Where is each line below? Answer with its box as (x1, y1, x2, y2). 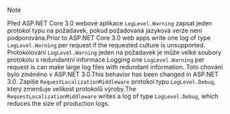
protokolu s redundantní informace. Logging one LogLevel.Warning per (7, 56, 205, 64)
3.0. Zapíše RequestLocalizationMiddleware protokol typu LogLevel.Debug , (7, 78, 216, 85)
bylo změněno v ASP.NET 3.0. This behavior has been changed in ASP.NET (7, 70, 219, 78)
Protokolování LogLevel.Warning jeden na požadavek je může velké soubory (7, 48, 222, 56)
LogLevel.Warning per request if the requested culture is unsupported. (7, 41, 205, 49)
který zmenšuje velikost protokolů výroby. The (7, 85, 136, 93)
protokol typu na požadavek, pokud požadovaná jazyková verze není (7, 27, 202, 34)
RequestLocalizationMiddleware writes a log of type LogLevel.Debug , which (7, 92, 219, 100)
